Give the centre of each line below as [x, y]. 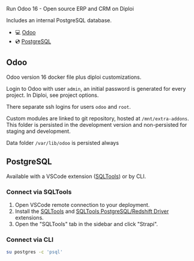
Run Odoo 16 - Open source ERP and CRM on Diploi [70, 9]
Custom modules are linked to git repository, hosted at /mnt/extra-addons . [98, 118]
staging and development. [38, 131]
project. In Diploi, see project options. [53, 95]
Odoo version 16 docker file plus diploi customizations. [74, 77]
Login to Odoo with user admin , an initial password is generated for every [96, 88]
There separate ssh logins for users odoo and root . [68, 106]
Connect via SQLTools [39, 192]
